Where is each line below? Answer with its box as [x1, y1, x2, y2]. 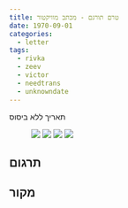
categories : [9, 29, 53, 38]
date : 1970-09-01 [9, 21, 73, 30]
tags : [9, 46, 29, 55]
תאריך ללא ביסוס [9, 112, 66, 122]
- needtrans [17, 79, 62, 88]
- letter [17, 37, 49, 47]
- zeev [17, 63, 41, 72]
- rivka [17, 54, 46, 63]
